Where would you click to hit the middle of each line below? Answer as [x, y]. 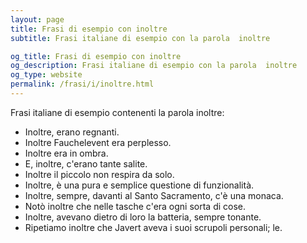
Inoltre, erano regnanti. [72, 132]
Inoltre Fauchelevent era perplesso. [98, 142]
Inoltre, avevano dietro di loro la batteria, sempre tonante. [143, 217]
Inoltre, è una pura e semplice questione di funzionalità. [139, 185]
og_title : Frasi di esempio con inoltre [96, 56]
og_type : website [46, 75]
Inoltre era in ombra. [66, 153]
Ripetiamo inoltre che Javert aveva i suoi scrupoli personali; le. [153, 227]
